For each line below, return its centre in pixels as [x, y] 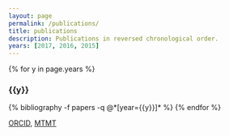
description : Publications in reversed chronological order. [114, 38]
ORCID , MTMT [32, 123]
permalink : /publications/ [54, 23]
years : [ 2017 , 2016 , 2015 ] [54, 46]
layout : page [30, 16]
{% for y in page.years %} [52, 69]
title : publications [43, 31]
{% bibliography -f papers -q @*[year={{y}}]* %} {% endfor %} [115, 108]
